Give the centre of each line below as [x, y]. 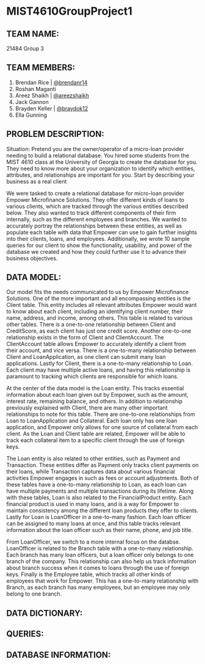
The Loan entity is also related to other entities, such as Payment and [93, 459]
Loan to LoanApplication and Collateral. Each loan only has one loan [92, 421]
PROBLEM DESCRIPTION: [56, 134]
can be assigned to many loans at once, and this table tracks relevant [94, 523]
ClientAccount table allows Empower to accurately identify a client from [96, 344]
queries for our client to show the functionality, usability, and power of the [99, 245]
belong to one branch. [34, 594]
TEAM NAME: [33, 34]
